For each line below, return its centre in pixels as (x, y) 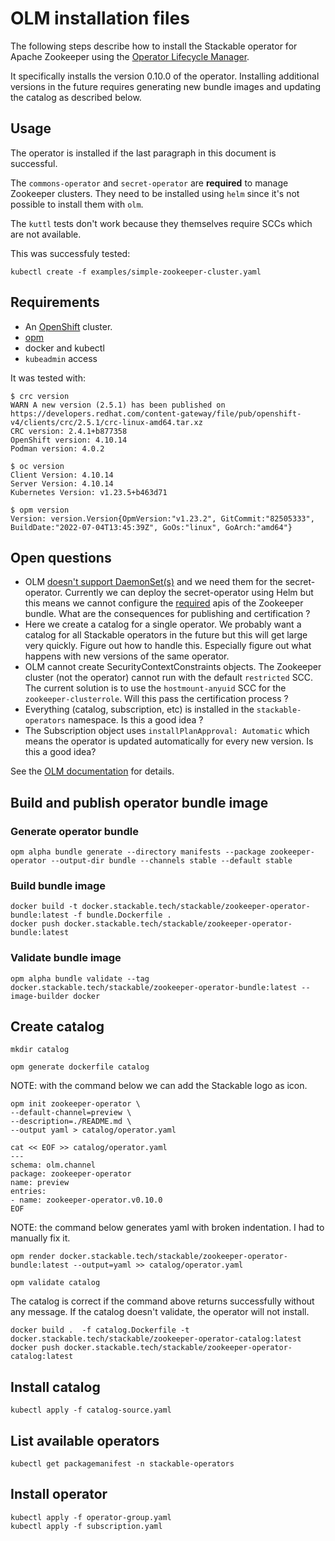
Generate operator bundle (74, 831)
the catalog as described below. (76, 97)
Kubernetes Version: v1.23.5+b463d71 (89, 492)
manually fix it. (40, 1238)
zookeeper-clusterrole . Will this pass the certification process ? (156, 699)
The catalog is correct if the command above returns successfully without (162, 1301)
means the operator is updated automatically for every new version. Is (169, 741)
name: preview (40, 1183)
